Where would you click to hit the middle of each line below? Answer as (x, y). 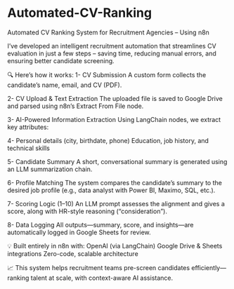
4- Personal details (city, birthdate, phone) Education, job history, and (108, 140)
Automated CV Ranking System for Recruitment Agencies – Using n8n (108, 32)
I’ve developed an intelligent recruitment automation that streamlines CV (112, 46)
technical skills (29, 148)
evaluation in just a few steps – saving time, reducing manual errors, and (112, 53)
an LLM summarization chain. (50, 169)
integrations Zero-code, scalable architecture (73, 253)
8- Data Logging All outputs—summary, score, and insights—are (100, 224)
